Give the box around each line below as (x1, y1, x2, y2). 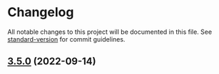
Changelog (7, 4, 74, 20)
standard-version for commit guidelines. (7, 35, 126, 43)
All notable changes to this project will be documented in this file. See (7, 27, 213, 36)
